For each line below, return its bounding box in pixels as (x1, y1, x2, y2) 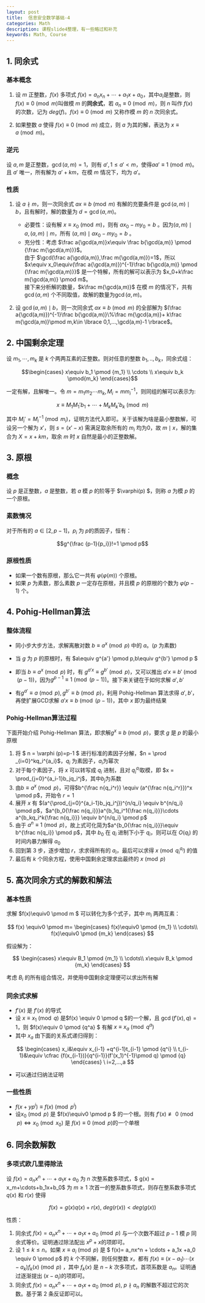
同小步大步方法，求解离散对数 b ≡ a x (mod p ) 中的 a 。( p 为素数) (15, 641, 177, 649)
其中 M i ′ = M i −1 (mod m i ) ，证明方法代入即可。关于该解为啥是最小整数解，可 (6, 414, 196, 424)
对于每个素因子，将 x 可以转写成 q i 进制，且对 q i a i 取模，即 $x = (15, 765, 174, 775)
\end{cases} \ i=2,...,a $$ (71, 1058, 134, 1066)
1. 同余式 (6, 56, 38, 66)
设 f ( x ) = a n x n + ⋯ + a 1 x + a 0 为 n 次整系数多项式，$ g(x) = (6, 1174, 155, 1184)
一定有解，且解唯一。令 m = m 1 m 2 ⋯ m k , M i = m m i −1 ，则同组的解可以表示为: (6, 387, 196, 397)
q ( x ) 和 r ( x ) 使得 (6, 1191, 46, 1198)
